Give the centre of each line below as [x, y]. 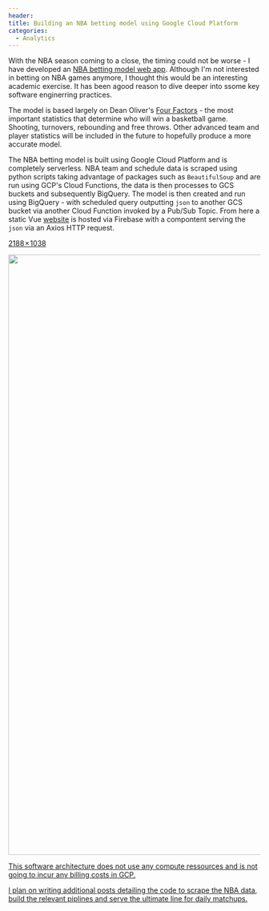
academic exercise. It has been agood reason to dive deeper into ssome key [134, 86]
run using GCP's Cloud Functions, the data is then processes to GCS [121, 186]
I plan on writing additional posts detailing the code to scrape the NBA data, [133, 890]
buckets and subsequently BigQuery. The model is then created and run [127, 194]
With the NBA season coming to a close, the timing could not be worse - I [129, 61]
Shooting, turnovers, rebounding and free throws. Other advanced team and [134, 127]
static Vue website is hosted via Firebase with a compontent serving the [127, 219]
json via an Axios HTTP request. [61, 228]
